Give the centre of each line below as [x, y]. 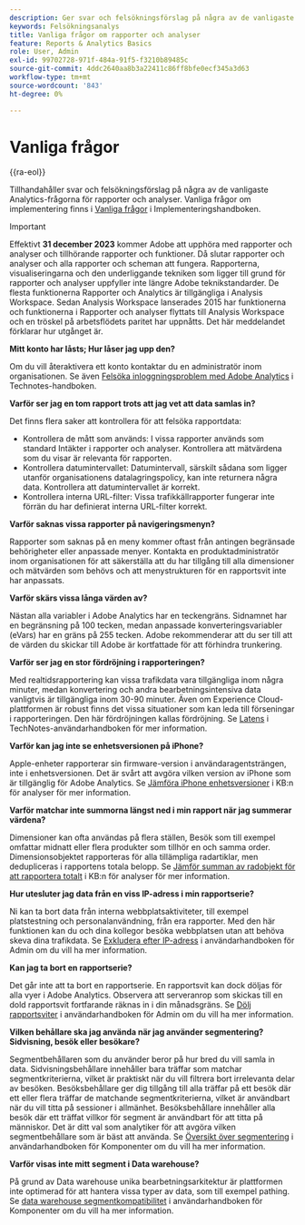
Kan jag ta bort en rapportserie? [71, 968]
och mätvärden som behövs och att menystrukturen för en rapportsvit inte [148, 571]
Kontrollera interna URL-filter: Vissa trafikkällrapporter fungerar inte [148, 497]
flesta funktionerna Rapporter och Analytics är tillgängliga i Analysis [136, 293]
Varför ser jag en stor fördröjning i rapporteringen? [108, 663]
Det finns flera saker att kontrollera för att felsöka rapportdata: [126, 421]
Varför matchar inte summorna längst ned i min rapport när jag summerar [151, 810]
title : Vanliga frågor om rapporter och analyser [105, 35]
